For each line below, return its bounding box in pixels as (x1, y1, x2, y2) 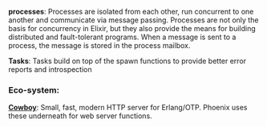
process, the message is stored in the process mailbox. (8, 41, 191, 50)
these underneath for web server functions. (8, 111, 152, 121)
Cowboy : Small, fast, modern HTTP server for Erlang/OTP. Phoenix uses (8, 103, 248, 113)
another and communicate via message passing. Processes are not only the (8, 15, 259, 25)
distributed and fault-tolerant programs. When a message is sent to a (8, 32, 237, 42)
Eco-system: (8, 84, 60, 95)
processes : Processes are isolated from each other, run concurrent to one (8, 7, 254, 16)
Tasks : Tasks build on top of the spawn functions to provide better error (8, 56, 247, 65)
